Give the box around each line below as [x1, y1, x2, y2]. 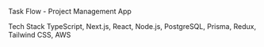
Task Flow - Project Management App [8, 7, 132, 16]
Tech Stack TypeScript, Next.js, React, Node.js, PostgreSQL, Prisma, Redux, [8, 22, 256, 31]
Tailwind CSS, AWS [8, 31, 71, 39]
